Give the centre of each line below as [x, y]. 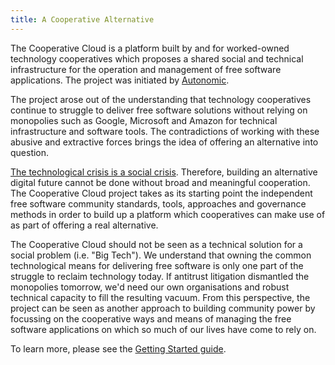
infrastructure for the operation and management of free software [146, 69]
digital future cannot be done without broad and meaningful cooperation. [160, 182]
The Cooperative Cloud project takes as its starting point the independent [161, 193]
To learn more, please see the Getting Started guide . [118, 348]
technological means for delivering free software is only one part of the [157, 265]
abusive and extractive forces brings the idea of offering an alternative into [164, 142]
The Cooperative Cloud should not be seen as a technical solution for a [156, 244]
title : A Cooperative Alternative [82, 19]
